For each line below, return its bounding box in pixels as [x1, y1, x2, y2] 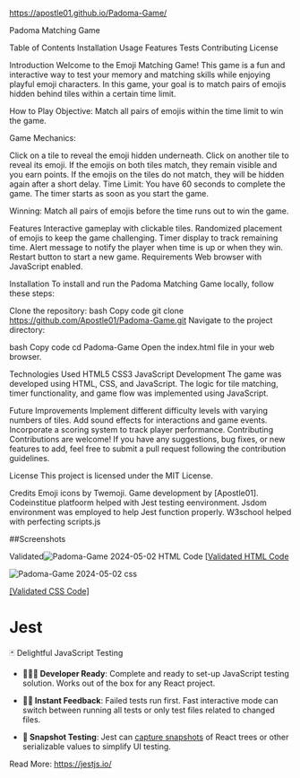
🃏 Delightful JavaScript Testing [9, 647, 124, 658]
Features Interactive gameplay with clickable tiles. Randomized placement [9, 223, 283, 233]
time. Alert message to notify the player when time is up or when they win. [9, 242, 284, 252]
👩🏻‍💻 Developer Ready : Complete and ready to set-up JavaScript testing [21, 668, 289, 678]
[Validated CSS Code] [9, 586, 90, 596]
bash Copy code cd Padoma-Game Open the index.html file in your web [9, 342, 275, 353]
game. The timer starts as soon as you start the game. [9, 188, 209, 198]
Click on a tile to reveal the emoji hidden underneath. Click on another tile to [9, 150, 289, 161]
